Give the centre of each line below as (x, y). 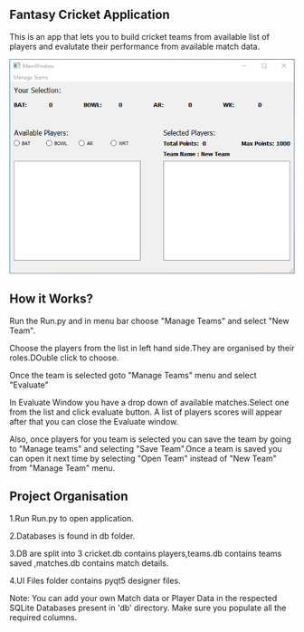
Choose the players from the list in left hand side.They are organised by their (152, 348)
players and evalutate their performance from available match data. (135, 46)
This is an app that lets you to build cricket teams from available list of (139, 36)
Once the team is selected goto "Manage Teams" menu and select (133, 375)
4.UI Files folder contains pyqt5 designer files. (95, 580)
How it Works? (51, 299)
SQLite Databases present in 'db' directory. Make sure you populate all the (148, 608)
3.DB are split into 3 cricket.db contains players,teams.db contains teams (146, 553)
